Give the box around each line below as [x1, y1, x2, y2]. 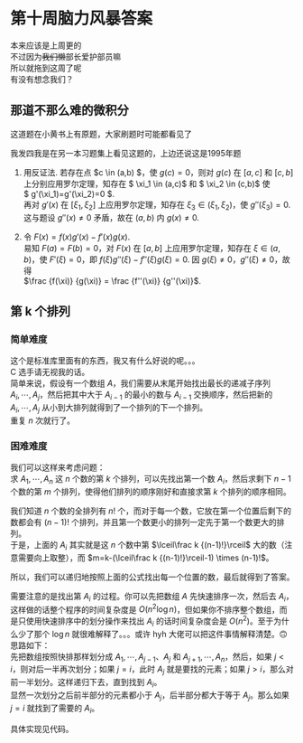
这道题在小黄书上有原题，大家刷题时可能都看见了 [10, 128, 192, 139]
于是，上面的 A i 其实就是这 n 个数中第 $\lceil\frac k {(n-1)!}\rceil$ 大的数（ [10, 539, 285, 552]
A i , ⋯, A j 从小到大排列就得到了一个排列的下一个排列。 [10, 402, 208, 415]
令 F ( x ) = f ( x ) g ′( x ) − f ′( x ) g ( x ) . [23, 231, 131, 242]
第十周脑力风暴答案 [10, 8, 153, 29]
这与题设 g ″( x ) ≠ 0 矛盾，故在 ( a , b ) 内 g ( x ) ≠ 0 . [23, 212, 199, 222]
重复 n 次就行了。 [10, 415, 76, 426]
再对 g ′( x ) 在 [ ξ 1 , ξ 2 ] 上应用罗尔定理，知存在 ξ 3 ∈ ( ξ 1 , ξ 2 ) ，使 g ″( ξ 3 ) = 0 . [23, 199, 291, 212]
